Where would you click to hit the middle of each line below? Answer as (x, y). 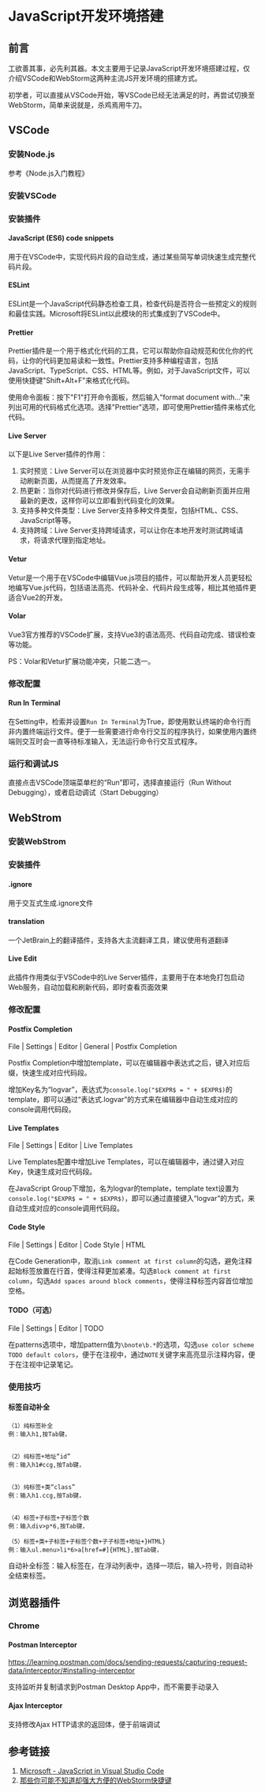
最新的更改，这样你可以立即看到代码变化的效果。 (99, 501)
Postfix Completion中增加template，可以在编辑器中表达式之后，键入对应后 (129, 1063)
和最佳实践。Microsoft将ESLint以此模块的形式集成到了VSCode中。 (116, 313)
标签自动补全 (29, 1407)
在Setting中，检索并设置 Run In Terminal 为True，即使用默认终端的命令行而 (129, 722)
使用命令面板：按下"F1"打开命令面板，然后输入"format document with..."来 (129, 397)
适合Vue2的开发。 (37, 597)
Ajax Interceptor (35, 1705)
